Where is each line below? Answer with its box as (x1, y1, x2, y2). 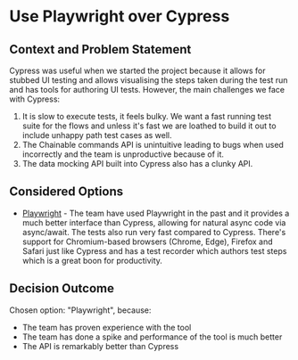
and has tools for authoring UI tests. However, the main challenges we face (9, 85, 286, 94)
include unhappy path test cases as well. (21, 130, 172, 140)
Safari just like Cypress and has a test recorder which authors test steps (21, 245, 287, 256)
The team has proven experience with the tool (21, 322, 192, 332)
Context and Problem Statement (9, 42, 192, 57)
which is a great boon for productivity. (21, 255, 163, 266)
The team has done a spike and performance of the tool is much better (21, 331, 283, 342)
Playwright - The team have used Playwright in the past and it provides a (21, 208, 290, 218)
